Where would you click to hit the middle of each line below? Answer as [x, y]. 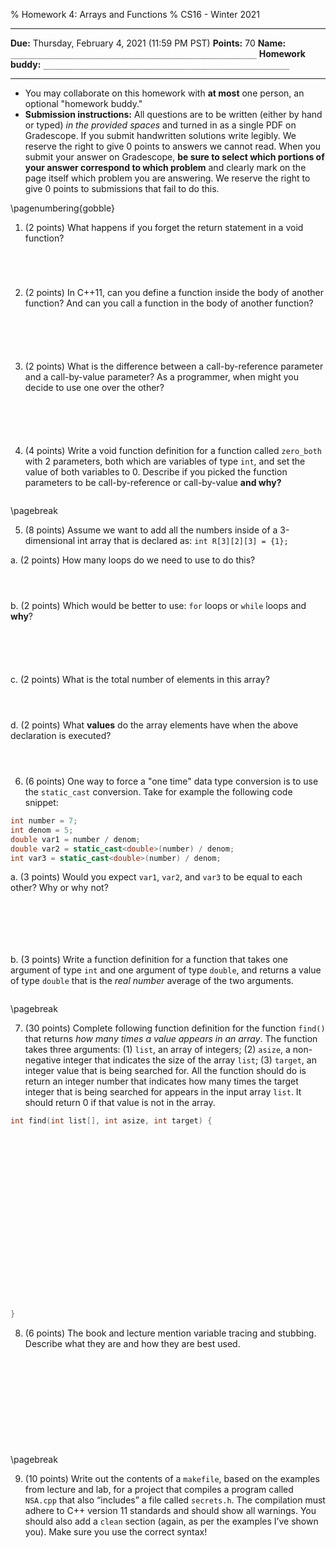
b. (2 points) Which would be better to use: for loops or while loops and [158, 605]
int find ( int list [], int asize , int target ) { [111, 1121]
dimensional [50, 540]
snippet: [41, 802]
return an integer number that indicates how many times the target [161, 1081]
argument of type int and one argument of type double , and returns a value [166, 970]
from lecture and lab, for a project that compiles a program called [159, 1490]
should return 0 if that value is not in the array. [120, 1103]
